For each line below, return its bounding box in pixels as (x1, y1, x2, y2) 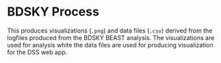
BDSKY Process (7, 4, 99, 20)
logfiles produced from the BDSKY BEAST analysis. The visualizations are (7, 33, 215, 41)
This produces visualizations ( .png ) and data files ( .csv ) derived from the (7, 26, 213, 35)
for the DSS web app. (7, 48, 68, 56)
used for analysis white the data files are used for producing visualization (7, 41, 213, 49)
